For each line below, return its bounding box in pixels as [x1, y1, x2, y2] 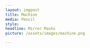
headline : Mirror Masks [5, 26, 56, 31]
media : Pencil [5, 17, 36, 22]
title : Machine [5, 12, 38, 17]
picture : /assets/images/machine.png [5, 31, 85, 36]
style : [5, 21, 19, 27]
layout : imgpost [5, 7, 40, 13]
